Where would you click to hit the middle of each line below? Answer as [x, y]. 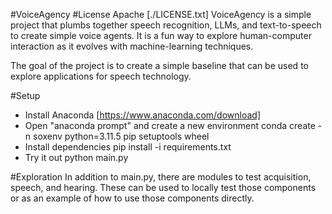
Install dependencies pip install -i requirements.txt [128, 147]
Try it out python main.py [76, 157]
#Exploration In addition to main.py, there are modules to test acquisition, [161, 177]
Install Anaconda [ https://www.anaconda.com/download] [143, 115]
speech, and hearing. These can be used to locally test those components [163, 187]
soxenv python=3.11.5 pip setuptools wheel [121, 136]
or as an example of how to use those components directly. [132, 198]
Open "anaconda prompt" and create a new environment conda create [170, 125]
